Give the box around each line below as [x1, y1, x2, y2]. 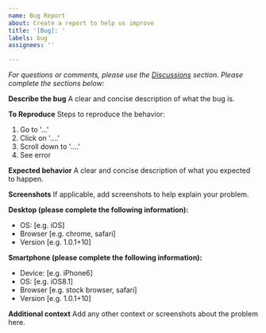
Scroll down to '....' [19, 142, 81, 151]
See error [19, 151, 52, 160]
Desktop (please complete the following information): [8, 205, 189, 215]
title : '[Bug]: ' [8, 26, 66, 34]
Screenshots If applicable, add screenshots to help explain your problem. [8, 190, 249, 199]
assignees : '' [8, 41, 56, 49]
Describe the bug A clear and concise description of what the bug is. [8, 94, 235, 104]
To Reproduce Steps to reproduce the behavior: [8, 109, 165, 119]
